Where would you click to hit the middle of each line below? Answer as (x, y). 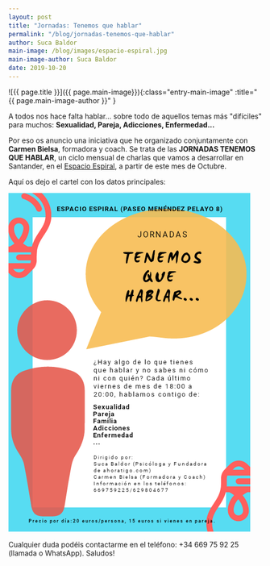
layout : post (30, 17)
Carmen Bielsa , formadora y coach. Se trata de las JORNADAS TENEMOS (132, 148)
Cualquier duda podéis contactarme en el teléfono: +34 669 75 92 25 (124, 544)
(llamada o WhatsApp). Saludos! (62, 553)
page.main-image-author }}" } (66, 100)
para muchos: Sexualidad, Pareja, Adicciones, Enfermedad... (112, 124)
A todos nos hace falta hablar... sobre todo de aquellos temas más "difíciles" (135, 116)
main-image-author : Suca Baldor (62, 60)
